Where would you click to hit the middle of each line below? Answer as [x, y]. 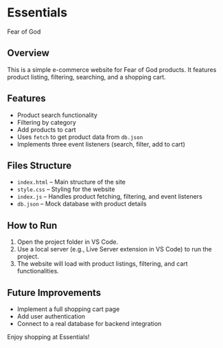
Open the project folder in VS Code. [68, 242]
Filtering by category [47, 122]
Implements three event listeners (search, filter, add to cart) [101, 144]
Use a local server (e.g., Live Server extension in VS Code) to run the [114, 249]
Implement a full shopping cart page [68, 309]
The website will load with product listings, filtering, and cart [102, 264]
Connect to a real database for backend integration [89, 324]
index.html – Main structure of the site [71, 182]
